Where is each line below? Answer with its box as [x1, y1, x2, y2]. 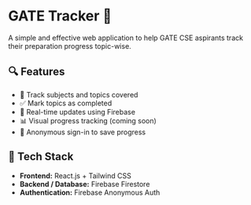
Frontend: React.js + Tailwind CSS [19, 170, 131, 180]
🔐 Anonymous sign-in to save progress [19, 127, 146, 137]
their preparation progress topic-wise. [8, 41, 131, 50]
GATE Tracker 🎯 [8, 7, 113, 25]
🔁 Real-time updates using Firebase [19, 107, 136, 116]
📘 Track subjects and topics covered [19, 90, 138, 99]
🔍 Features [8, 65, 65, 79]
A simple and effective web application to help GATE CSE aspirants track [8, 33, 244, 42]
